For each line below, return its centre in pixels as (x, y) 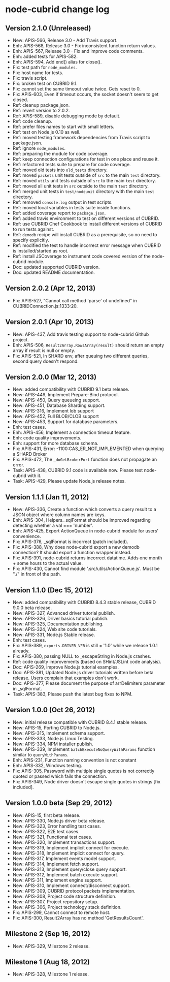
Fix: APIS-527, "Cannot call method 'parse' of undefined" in (75, 300)
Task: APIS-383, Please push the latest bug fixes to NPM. (73, 694)
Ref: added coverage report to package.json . (59, 213)
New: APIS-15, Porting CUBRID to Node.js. (57, 727)
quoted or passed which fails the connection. (60, 776)
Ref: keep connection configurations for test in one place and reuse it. (86, 159)
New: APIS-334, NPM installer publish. (53, 744)
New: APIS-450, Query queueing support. (56, 400)
